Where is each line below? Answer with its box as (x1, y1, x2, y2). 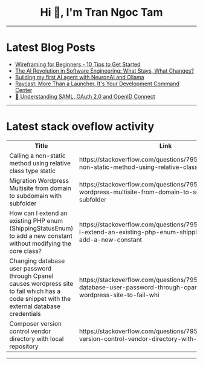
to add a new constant (9, 231, 72, 240)
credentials (9, 309, 41, 318)
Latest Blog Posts (6, 41, 95, 54)
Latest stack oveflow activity (6, 120, 155, 134)
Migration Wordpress (9, 176, 69, 185)
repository (9, 342, 39, 350)
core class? (9, 246, 42, 255)
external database (9, 302, 61, 311)
